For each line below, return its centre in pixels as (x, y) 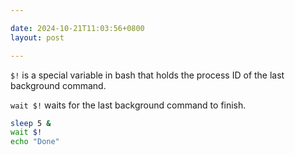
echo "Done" (35, 142)
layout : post (37, 37)
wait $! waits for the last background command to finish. (128, 105)
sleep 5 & (31, 123)
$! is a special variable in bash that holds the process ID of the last (147, 75)
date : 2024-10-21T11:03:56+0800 (77, 28)
